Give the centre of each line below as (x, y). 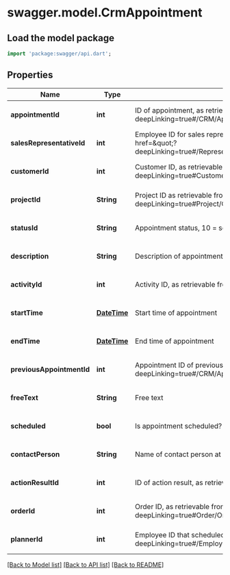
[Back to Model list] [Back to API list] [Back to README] (86, 565)
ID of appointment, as (169, 110)
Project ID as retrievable (173, 195)
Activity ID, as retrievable (175, 284)
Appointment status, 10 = (176, 228)
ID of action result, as (169, 482)
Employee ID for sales (170, 134)
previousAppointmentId (50, 369)
